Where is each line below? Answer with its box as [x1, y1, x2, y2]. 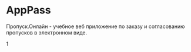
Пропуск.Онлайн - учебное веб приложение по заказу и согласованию [6, 23, 185, 30]
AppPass [6, 4, 51, 17]
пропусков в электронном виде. [6, 29, 88, 36]
